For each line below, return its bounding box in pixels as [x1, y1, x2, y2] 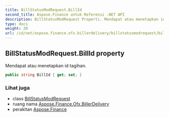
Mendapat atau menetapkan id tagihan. [5, 62, 87, 68]
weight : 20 [5, 26, 28, 31]
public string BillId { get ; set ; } [5, 72, 82, 77]
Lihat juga [5, 84, 30, 91]
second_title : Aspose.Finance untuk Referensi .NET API [5, 12, 125, 17]
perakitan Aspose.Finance [12, 106, 67, 112]
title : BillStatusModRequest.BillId [5, 7, 82, 13]
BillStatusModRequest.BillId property [5, 49, 125, 58]
